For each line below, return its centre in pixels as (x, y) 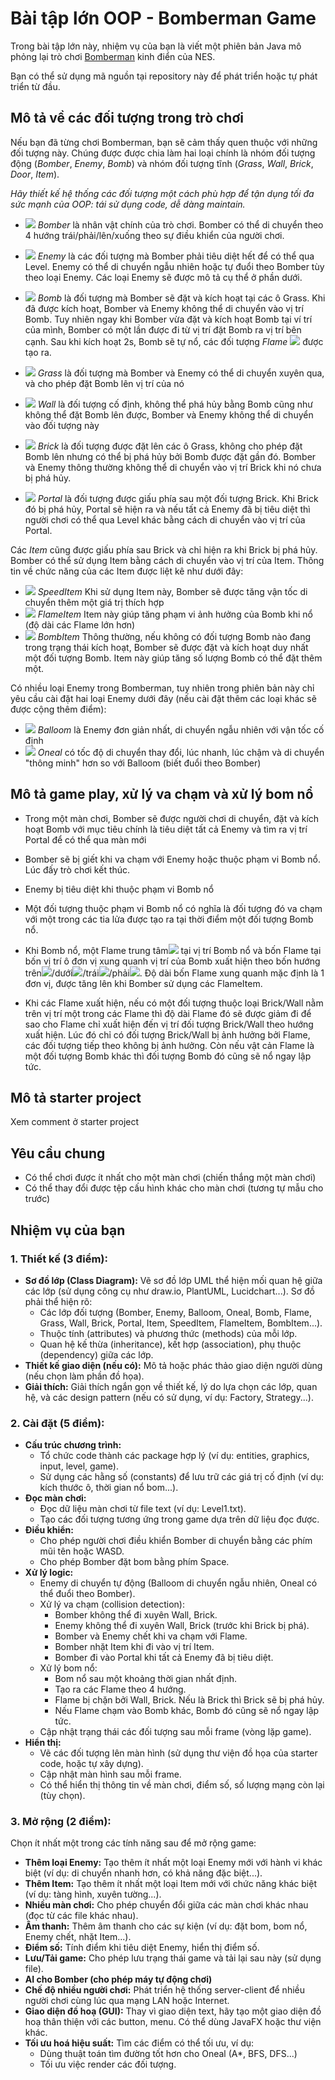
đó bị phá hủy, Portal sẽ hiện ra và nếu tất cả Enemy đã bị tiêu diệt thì (167, 509)
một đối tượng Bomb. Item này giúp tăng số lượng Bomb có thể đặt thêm (173, 658)
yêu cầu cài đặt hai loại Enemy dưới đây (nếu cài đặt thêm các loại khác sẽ (163, 698)
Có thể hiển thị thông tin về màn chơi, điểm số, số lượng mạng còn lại (182, 1785)
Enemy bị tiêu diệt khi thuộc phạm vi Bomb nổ (119, 889)
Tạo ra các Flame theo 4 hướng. (120, 1689)
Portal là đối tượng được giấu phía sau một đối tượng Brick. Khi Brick (178, 498)
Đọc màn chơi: (55, 1498)
